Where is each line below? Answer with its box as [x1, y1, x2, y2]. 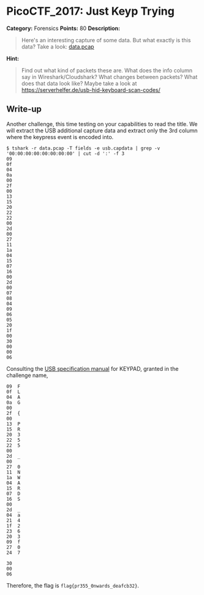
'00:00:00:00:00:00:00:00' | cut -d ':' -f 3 [6, 150, 124, 157]
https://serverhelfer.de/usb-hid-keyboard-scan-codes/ [21, 86, 161, 93]
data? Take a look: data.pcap [21, 43, 94, 50]
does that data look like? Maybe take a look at [21, 80, 137, 87]
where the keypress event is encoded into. [6, 133, 114, 140]
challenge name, [6, 371, 48, 379]
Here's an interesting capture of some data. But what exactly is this [21, 36, 191, 44]
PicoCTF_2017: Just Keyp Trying [6, 4, 175, 18]
